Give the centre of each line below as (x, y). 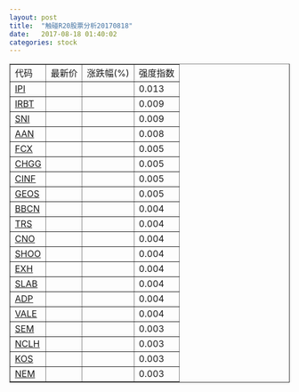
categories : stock (43, 42)
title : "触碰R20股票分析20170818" (71, 26)
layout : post (33, 17)
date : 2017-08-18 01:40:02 (63, 34)
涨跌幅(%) (108, 74)
